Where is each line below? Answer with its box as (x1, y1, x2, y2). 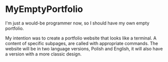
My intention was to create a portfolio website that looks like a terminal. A (5, 35, 157, 41)
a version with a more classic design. (5, 51, 82, 57)
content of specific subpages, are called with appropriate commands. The (5, 40, 158, 46)
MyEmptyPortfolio (5, 3, 83, 15)
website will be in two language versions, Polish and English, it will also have (5, 45, 163, 51)
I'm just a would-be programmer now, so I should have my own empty (5, 20, 149, 26)
